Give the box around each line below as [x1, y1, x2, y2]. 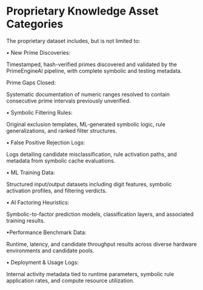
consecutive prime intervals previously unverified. [6, 97, 131, 104]
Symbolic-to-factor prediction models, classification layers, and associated [6, 211, 194, 218]
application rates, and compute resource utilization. [6, 277, 135, 284]
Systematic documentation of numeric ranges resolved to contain [6, 90, 170, 98]
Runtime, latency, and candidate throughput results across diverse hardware [6, 240, 197, 248]
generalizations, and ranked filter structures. [6, 127, 117, 134]
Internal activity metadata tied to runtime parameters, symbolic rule [6, 270, 175, 277]
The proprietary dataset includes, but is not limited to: [6, 37, 141, 44]
